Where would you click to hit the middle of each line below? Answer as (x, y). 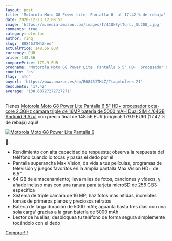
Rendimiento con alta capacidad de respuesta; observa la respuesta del (88, 152)
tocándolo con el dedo (36, 223)
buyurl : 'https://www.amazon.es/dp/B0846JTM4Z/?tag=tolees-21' (74, 82)
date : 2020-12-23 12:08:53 (34, 19)
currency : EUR (20, 53)
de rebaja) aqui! (22, 122)
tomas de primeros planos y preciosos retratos (62, 201)
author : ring (19, 39)
